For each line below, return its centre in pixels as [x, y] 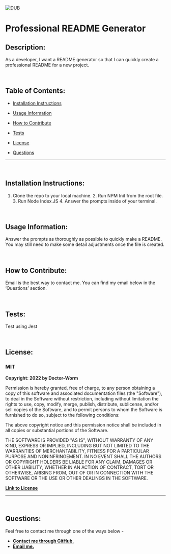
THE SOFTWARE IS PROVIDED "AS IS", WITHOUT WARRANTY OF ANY [79, 440]
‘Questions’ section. [26, 288]
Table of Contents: [35, 91]
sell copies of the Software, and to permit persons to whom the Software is [84, 409]
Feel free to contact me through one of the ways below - [64, 531]
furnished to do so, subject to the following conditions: [62, 415]
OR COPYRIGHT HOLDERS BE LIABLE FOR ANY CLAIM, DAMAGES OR [79, 462]
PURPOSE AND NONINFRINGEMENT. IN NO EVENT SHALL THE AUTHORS [83, 456]
